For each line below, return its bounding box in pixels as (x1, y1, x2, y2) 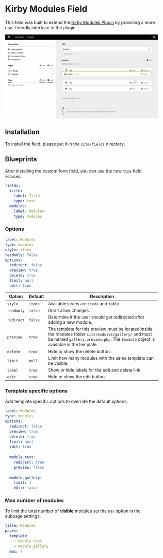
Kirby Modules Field (5, 3, 88, 15)
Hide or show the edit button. (48, 374, 106, 380)
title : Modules (5, 523, 36, 528)
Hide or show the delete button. (48, 348, 111, 354)
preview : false (14, 465, 45, 470)
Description (89, 294, 114, 299)
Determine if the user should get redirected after (48, 314, 145, 320)
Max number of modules (5, 497, 64, 504)
